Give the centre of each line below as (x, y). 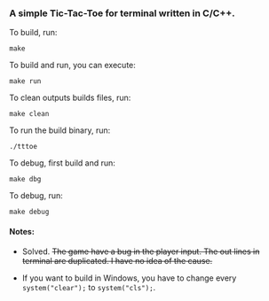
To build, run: (33, 33)
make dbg (25, 180)
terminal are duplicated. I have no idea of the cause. (117, 260)
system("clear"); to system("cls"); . (89, 287)
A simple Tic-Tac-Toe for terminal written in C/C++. (122, 13)
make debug (29, 212)
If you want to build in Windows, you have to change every (129, 278)
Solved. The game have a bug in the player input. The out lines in (141, 251)
